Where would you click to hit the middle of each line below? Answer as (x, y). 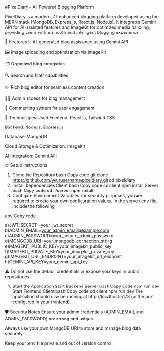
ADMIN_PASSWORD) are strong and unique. (50, 319)
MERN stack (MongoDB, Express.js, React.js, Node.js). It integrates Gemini (81, 22)
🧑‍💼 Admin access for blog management (45, 98)
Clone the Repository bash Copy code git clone (60, 175)
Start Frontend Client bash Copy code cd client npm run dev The (78, 291)
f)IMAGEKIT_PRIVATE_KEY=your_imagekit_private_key (60, 251)
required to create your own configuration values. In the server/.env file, (85, 201)
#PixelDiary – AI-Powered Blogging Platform (50, 7)
